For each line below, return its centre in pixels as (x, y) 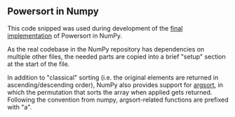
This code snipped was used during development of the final (95, 28)
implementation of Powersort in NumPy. (65, 36)
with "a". (20, 107)
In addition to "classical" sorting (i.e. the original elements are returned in (113, 77)
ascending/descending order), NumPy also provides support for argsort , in (115, 85)
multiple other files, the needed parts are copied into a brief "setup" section (116, 56)
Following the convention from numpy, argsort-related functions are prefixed (118, 100)
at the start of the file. (39, 64)
